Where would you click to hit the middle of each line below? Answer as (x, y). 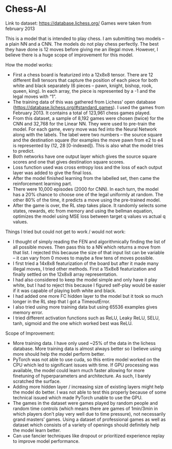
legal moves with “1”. (34, 96)
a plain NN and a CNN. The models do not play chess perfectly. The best (82, 44)
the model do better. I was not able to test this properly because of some (89, 392)
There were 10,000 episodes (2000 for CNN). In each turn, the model (85, 189)
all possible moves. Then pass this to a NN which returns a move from (87, 247)
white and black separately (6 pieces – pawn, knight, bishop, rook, (83, 86)
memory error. (28, 312)
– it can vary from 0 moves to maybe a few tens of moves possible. (83, 258)
